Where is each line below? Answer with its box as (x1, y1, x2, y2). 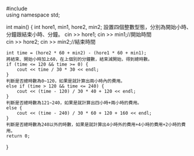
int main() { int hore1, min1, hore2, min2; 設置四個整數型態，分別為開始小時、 (6, 24, 192, 30)
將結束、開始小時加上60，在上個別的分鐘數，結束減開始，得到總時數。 (6, 56, 153, 62)
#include (6, 5, 28, 12)
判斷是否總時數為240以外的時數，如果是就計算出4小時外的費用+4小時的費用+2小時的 (6, 122, 182, 128)
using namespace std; (6, 11, 60, 18)
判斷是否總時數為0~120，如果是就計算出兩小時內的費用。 (6, 78, 125, 84)
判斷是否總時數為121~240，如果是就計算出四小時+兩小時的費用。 (6, 100, 142, 106)
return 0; (6, 133, 31, 139)
